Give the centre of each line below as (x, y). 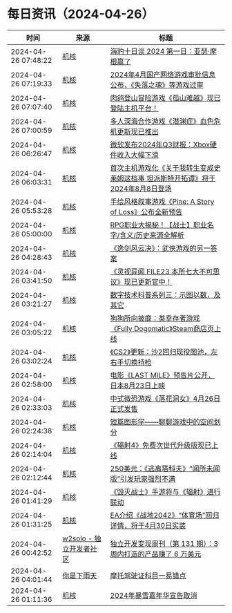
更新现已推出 (138, 131)
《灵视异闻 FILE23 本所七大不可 (162, 272)
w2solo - (77, 538)
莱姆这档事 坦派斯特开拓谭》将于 (163, 178)
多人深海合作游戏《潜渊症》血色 (162, 121)
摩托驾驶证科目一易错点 (148, 576)
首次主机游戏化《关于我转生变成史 (165, 168)
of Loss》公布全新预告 (146, 211)
